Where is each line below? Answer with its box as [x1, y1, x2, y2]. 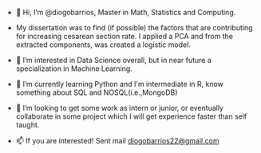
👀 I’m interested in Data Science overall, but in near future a [15, 56, 212, 65]
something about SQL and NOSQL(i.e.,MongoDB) [15, 88, 178, 97]
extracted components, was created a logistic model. [15, 40, 192, 49]
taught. [15, 120, 40, 129]
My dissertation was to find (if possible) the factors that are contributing [15, 23, 253, 32]
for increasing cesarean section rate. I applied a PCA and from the [15, 32, 234, 41]
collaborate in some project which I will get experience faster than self [15, 112, 247, 121]
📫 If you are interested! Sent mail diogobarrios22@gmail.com [15, 136, 219, 145]
